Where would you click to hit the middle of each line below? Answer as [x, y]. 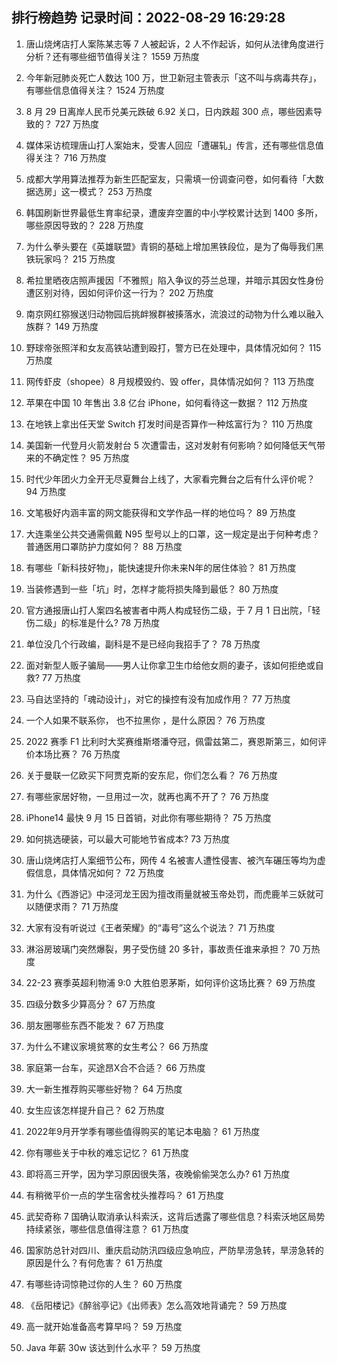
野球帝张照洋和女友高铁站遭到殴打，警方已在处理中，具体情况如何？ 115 [173, 347]
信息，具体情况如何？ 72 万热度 [99, 872]
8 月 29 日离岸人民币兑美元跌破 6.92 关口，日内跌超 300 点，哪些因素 [169, 111]
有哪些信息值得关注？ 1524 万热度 [95, 90]
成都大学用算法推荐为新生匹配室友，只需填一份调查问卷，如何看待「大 [170, 179]
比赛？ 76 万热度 [86, 754]
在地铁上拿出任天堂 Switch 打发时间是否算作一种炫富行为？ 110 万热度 [169, 424]
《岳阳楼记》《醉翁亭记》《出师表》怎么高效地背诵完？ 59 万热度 [156, 1305]
